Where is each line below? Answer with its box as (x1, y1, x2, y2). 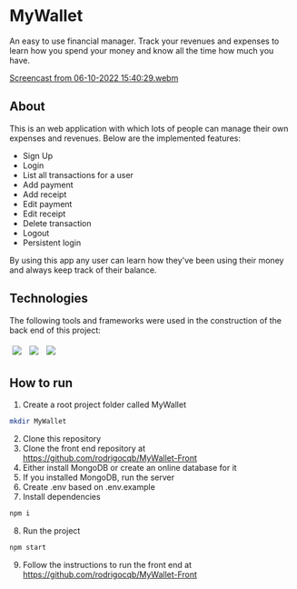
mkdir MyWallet (9, 417, 67, 426)
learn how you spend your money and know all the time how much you (9, 45, 274, 55)
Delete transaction (22, 217, 93, 228)
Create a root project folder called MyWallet (22, 399, 186, 410)
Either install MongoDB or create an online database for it (22, 463, 238, 474)
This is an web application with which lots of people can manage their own (9, 123, 289, 134)
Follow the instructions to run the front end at (22, 560, 193, 570)
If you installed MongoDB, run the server (22, 472, 175, 483)
